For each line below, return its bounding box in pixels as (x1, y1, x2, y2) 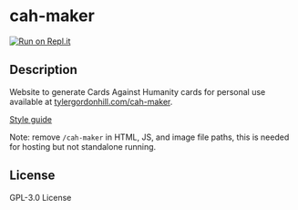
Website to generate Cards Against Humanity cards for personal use (9, 86, 266, 97)
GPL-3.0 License (9, 192, 72, 203)
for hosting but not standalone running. (9, 141, 157, 152)
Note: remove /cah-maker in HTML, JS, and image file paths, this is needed (9, 131, 290, 142)
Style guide (9, 113, 53, 124)
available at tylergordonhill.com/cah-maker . (9, 96, 173, 107)
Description (9, 62, 77, 78)
